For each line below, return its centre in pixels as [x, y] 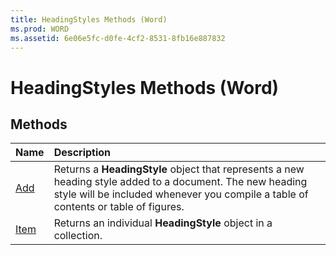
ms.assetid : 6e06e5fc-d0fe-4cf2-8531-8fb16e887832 [118, 38]
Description [82, 153]
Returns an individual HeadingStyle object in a [163, 223]
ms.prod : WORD [40, 29]
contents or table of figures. [119, 207]
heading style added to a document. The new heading [180, 182]
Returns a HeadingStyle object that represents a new [179, 169]
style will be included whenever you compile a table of [181, 194]
